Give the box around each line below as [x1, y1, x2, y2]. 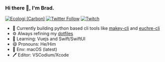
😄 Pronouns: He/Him [12, 41, 56, 47]
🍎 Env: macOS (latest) [12, 47, 58, 53]
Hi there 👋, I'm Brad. [5, 4, 55, 11]
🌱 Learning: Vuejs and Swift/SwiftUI [12, 36, 85, 42]
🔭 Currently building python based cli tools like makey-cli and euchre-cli [12, 25, 160, 31]
